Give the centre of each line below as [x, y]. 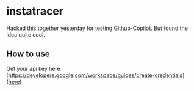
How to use [28, 54]
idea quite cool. [26, 34]
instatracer [35, 11]
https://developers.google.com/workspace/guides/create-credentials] [96, 75]
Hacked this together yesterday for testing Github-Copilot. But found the [97, 28]
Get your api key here [34, 68]
